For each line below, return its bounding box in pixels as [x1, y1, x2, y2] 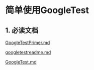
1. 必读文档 [5, 26, 39, 34]
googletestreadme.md [5, 49, 51, 55]
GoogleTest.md [5, 59, 37, 65]
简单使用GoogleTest [5, 4, 89, 16]
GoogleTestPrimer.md [5, 39, 50, 45]
